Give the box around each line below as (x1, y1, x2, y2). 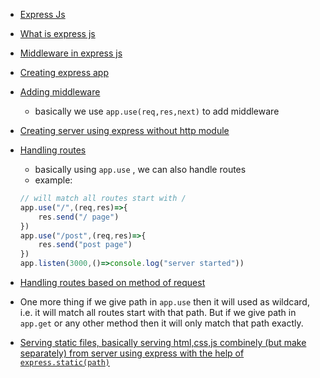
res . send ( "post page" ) (38, 240, 133, 250)
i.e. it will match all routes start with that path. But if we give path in (19, 307, 297, 318)
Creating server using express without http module (19, 125, 230, 136)
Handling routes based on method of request (19, 277, 206, 288)
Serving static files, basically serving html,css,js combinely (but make (19, 337, 307, 348)
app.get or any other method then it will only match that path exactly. (19, 317, 304, 329)
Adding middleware (19, 86, 101, 98)
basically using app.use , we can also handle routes (34, 164, 247, 175)
